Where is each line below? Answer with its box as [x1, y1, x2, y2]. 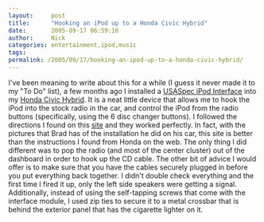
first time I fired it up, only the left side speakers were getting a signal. [8, 179, 237, 189]
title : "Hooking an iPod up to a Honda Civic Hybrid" [8, 19, 208, 27]
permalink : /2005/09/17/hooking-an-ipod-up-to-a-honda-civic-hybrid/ [8, 56, 244, 64]
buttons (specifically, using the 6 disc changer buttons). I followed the [8, 111, 237, 121]
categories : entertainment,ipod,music [8, 41, 137, 49]
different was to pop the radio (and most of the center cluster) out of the [8, 145, 245, 155]
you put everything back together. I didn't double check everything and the [8, 170, 254, 180]
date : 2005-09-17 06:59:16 [8, 26, 119, 34]
